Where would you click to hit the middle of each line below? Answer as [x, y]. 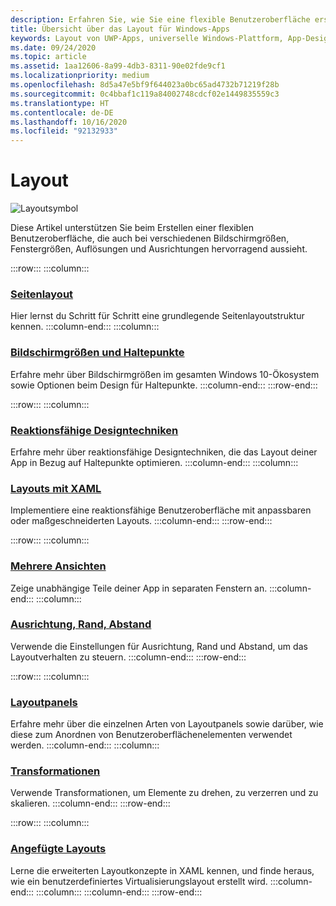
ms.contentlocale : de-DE [62, 112]
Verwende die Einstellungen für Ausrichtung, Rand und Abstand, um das [159, 646]
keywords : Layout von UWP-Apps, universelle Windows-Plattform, [147, 38]
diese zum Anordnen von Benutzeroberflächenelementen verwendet [151, 735]
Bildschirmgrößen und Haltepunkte [97, 353]
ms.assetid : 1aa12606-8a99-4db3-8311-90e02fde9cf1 [118, 66]
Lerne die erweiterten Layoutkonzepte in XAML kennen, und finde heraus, [162, 870]
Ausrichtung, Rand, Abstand [81, 624]
